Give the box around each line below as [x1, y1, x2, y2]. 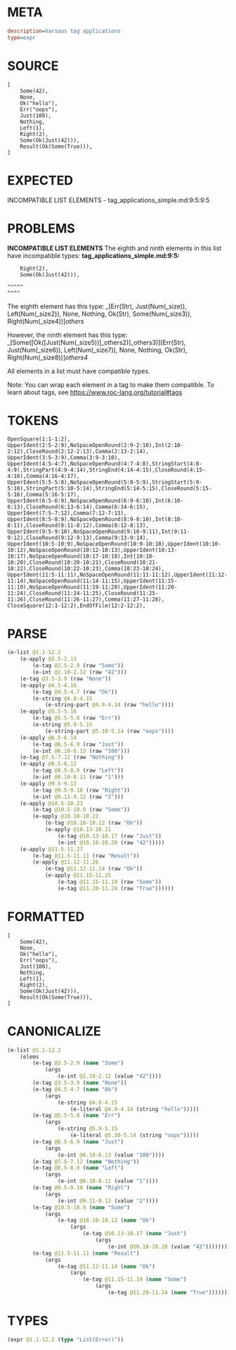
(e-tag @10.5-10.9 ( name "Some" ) [32, 1203, 131, 1211]
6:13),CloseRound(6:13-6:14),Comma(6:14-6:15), [7, 503, 150, 511]
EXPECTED [7, 172, 74, 188]
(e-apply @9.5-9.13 [20, 780, 77, 787]
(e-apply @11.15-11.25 [44, 872, 112, 879]
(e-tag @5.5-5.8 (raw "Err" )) [32, 715, 121, 722]
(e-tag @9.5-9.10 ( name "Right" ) [32, 1184, 131, 1191]
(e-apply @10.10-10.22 [32, 813, 99, 820]
